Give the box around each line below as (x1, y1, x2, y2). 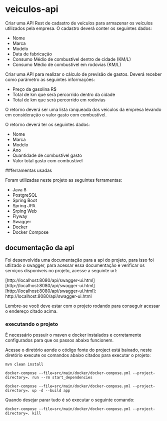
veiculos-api (5, 3, 58, 15)
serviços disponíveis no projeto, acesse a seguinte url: (5, 267, 117, 273)
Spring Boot (12, 197, 37, 203)
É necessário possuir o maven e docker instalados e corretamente (5, 332, 141, 338)
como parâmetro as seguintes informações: (5, 76, 95, 82)
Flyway (12, 213, 27, 219)
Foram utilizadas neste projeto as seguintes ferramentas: (5, 177, 122, 183)
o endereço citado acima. (5, 308, 58, 314)
